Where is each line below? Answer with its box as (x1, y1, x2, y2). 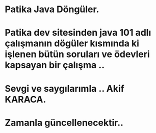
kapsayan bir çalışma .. (5, 60, 105, 71)
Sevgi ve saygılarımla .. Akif (5, 83, 124, 94)
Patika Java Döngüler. (5, 4, 99, 15)
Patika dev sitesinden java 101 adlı (5, 27, 151, 39)
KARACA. (5, 93, 46, 105)
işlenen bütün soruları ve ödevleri (5, 48, 150, 60)
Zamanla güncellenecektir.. (5, 117, 123, 128)
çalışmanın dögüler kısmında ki (5, 38, 140, 49)
